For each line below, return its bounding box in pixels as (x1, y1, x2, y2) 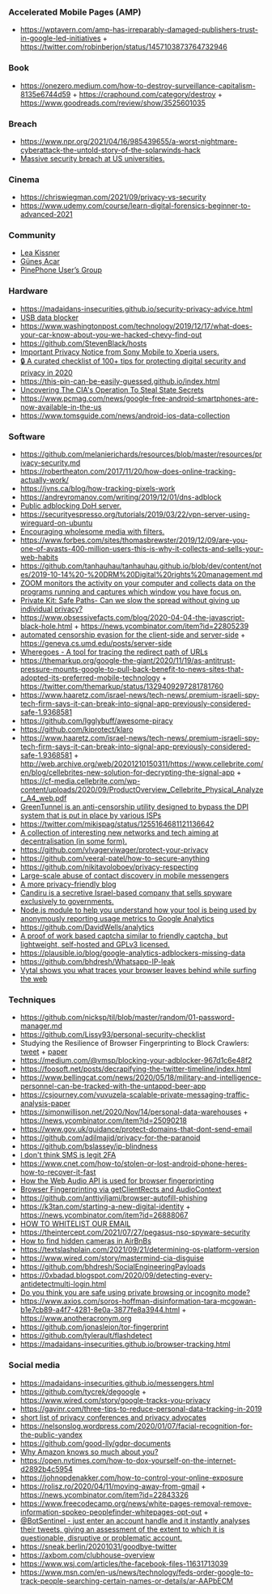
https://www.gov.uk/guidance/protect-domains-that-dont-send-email (19, 1124, 253, 1134)
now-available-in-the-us (19, 402, 102, 411)
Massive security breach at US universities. (19, 153, 165, 164)
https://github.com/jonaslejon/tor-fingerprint (19, 1322, 168, 1332)
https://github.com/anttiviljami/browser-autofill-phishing (19, 1193, 208, 1203)
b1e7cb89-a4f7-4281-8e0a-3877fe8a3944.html (19, 1305, 181, 1315)
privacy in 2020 (19, 368, 73, 377)
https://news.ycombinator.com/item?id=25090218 (19, 1116, 188, 1125)
